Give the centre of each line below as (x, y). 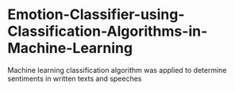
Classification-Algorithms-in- (108, 31)
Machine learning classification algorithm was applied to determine (117, 70)
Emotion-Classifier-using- (96, 15)
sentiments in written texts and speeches (75, 78)
